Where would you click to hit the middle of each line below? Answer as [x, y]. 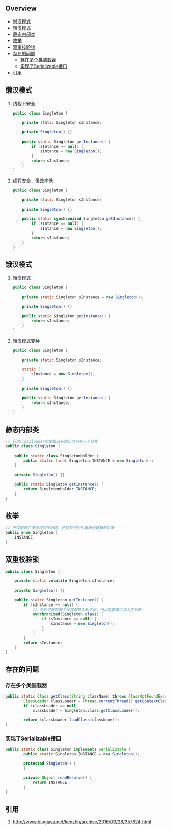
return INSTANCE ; [51, 782]
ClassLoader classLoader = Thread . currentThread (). [80, 701]
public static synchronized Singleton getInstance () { [81, 219]
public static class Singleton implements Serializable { [68, 749]
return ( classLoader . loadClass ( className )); [72, 720]
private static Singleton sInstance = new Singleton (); [82, 297]
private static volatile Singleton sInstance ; [65, 581]
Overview [21, 8]
